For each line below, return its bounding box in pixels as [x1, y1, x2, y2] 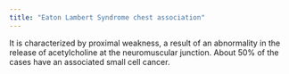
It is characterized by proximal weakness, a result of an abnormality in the [9, 37, 281, 48]
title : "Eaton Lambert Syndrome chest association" [9, 12, 205, 22]
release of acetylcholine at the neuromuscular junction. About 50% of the [9, 46, 279, 58]
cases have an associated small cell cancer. [9, 56, 170, 67]
